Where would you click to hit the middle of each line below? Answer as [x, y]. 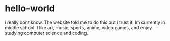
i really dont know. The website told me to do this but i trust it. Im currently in [85, 22]
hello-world [30, 9]
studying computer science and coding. [47, 33]
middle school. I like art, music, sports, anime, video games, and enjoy [78, 27]
